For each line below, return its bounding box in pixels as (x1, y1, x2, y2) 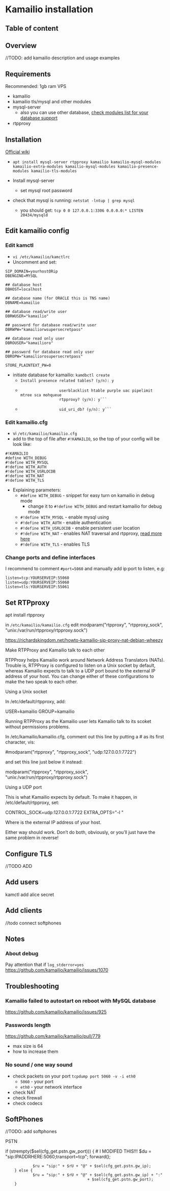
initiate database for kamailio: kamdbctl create (12, 372, 110, 378)
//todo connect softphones (5, 919, 62, 926)
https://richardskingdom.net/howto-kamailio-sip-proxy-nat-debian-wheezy (5, 637, 163, 643)
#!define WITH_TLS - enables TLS (20, 541, 90, 547)
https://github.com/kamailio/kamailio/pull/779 (5, 1033, 101, 1039)
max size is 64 (12, 1043, 43, 1049)
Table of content (5, 24, 59, 33)
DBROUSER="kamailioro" (5, 340, 53, 346)
